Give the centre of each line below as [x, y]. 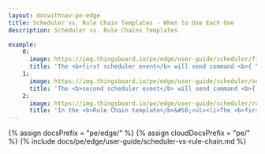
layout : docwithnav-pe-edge [54, 15]
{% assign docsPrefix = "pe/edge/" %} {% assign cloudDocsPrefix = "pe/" [129, 133]
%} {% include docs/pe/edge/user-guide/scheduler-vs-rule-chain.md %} [127, 141]
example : [22, 44]
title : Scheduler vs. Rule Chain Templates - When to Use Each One [121, 23]
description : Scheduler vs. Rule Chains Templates [93, 30]
